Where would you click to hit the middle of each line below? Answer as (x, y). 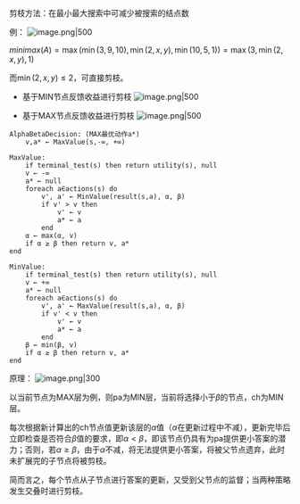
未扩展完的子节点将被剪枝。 (60, 461)
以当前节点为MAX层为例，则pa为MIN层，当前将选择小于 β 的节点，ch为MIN (146, 397)
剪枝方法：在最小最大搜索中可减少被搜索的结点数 (99, 13)
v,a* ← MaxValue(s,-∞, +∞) (75, 142)
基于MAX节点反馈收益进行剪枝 (78, 116)
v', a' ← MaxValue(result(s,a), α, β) (113, 306)
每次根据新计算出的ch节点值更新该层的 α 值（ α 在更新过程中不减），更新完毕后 (150, 427)
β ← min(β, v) (51, 345)
